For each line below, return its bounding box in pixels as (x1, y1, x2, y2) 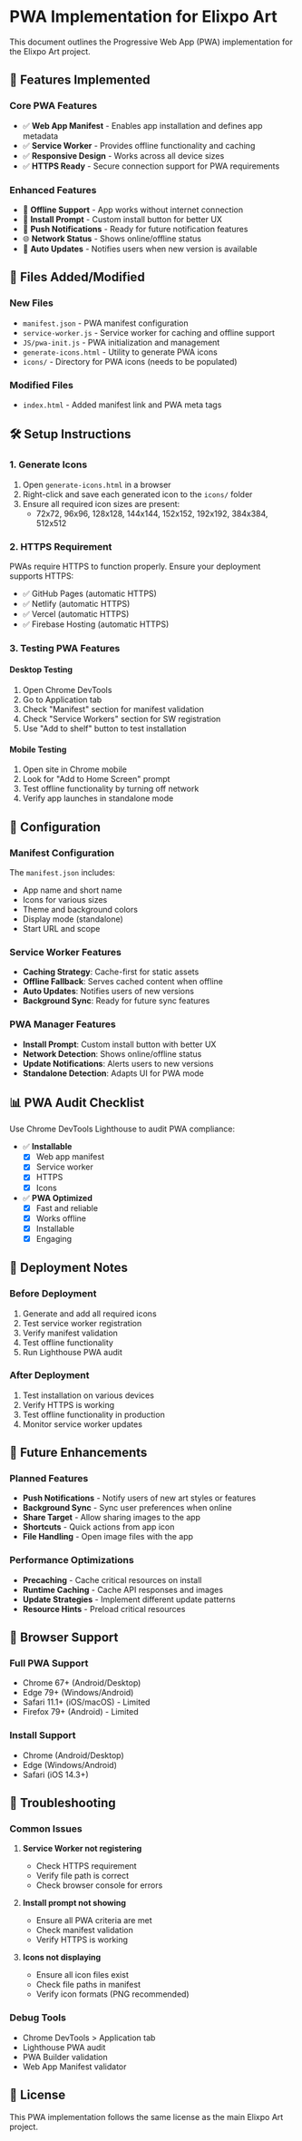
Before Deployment (9, 1287, 97, 1300)
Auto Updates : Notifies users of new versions (22, 986, 195, 997)
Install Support (9, 1729, 76, 1742)
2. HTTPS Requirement (9, 540, 112, 552)
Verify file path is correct (35, 1871, 130, 1882)
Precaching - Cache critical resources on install (22, 1574, 202, 1585)
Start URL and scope (22, 923, 101, 934)
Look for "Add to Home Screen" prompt (22, 774, 170, 785)
